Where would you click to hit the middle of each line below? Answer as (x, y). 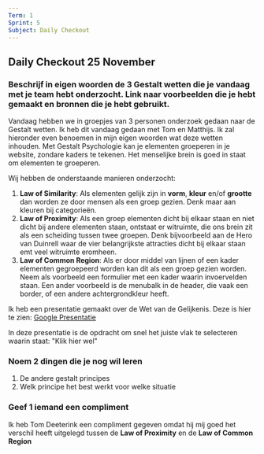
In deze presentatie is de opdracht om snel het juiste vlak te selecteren (123, 333)
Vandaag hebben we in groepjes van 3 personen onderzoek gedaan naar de (132, 121)
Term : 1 (21, 15)
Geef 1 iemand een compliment (69, 408)
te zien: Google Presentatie (52, 317)
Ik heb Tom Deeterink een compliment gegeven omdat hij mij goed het (122, 424)
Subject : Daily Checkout (49, 30)
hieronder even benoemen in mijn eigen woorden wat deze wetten (115, 138)
